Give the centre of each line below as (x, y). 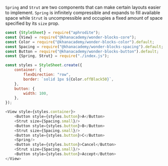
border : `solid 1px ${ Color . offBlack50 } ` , (69, 79)
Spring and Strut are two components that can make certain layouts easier (83, 7)
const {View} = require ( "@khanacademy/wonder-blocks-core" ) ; (71, 37)
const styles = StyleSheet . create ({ (44, 65)
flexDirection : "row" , (47, 75)
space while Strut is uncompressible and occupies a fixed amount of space (84, 18)
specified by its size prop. (32, 23)
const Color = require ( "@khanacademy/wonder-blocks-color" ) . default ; (80, 42)
